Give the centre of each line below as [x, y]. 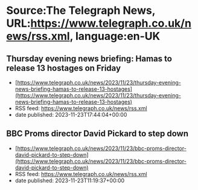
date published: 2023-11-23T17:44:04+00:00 [71, 115]
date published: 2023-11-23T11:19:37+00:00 [70, 180]
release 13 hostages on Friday [64, 68]
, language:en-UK [115, 36]
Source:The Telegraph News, [81, 11]
